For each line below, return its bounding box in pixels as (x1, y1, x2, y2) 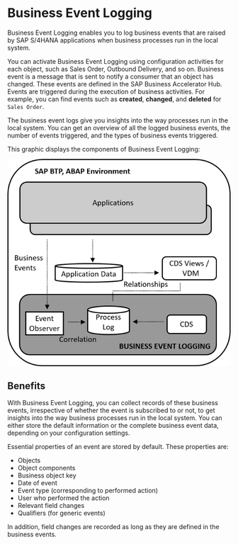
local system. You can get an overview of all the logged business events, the (7, 123, 231, 132)
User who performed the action (17, 494, 110, 502)
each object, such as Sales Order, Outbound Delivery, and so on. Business (7, 64, 225, 73)
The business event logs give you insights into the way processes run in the (7, 115, 229, 125)
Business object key (17, 471, 76, 480)
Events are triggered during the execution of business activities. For (7, 87, 205, 96)
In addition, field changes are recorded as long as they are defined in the (7, 523, 220, 531)
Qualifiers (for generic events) (17, 509, 106, 518)
